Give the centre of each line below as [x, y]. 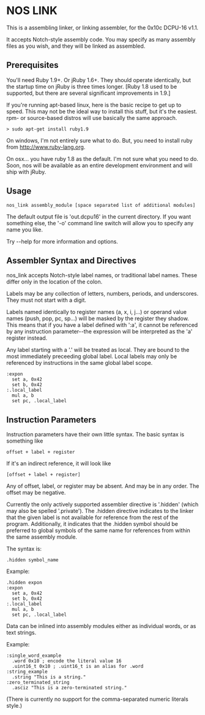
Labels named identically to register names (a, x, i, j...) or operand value [96, 312]
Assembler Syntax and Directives [71, 260]
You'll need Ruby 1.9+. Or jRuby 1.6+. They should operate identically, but [99, 80]
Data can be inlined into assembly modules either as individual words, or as [101, 626]
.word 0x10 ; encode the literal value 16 [67, 661]
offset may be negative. [36, 493]
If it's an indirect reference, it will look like [59, 463]
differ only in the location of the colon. [54, 282]
